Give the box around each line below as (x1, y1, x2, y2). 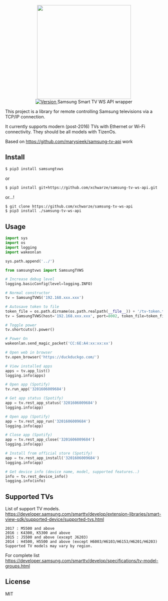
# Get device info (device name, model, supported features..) (5, 469, 140, 474)
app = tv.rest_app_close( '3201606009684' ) (5, 437, 95, 442)
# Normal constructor (5, 291, 50, 296)
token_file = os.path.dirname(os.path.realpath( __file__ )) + (5, 309, 135, 314)
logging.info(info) (5, 479, 46, 484)
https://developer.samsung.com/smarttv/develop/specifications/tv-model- (5, 558, 158, 564)
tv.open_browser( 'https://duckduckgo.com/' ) (5, 354, 99, 359)
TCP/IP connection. (5, 114, 45, 120)
